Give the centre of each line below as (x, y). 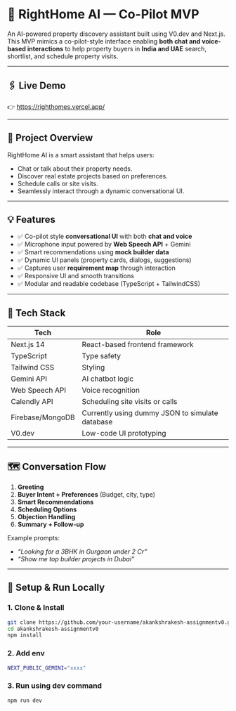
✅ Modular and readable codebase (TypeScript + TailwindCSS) (109, 284)
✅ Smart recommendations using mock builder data (93, 252)
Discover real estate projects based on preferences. (93, 176)
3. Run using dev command (55, 686)
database (97, 422)
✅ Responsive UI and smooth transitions (76, 276)
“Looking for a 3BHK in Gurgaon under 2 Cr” (82, 552)
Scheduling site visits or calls (130, 402)
